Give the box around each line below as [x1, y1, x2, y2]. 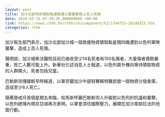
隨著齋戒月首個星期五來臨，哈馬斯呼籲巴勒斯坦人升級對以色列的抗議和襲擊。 [5, 95, 160, 100]
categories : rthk [5, 25, 41, 30]
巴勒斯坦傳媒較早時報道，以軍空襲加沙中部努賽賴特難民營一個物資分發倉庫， [5, 78, 160, 84]
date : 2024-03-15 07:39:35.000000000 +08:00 [5, 16, 98, 21]
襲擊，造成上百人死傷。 [5, 45, 53, 51]
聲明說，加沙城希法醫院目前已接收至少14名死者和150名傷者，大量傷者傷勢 [5, 56, 155, 61]
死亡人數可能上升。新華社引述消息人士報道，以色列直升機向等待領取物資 [13, 62, 160, 68]
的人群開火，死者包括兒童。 [5, 68, 61, 74]
